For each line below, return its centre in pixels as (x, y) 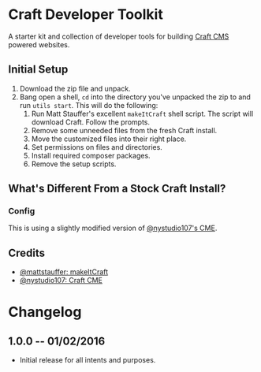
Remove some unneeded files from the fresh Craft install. (124, 130)
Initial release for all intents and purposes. (88, 360)
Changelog (45, 312)
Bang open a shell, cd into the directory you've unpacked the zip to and (135, 97)
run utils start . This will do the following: (89, 105)
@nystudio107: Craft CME (61, 281)
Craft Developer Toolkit (86, 15)
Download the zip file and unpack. (75, 88)
